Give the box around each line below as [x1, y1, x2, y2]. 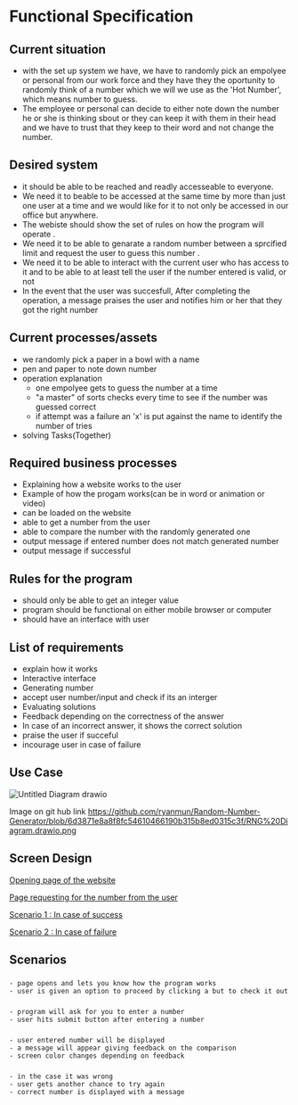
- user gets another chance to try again [9, 1079, 165, 1089]
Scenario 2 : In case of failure [9, 926, 117, 937]
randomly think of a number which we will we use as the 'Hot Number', [21, 85, 282, 95]
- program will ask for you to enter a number [9, 1007, 185, 1016]
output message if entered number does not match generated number [21, 536, 279, 547]
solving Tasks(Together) [21, 430, 112, 441]
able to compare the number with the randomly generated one [21, 526, 251, 537]
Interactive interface [21, 673, 96, 684]
